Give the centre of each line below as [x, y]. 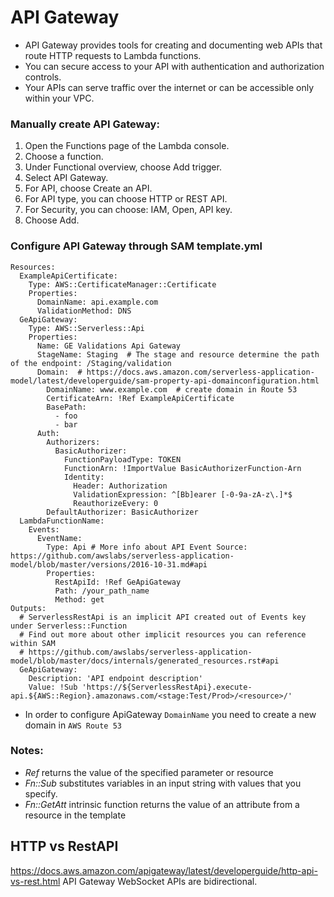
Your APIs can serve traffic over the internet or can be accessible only [169, 87]
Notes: [27, 751]
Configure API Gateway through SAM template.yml [136, 246]
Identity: [84, 477]
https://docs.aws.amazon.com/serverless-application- [200, 372]
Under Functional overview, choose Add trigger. [123, 167]
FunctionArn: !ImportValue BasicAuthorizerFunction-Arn [182, 468]
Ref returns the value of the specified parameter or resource [149, 772]
